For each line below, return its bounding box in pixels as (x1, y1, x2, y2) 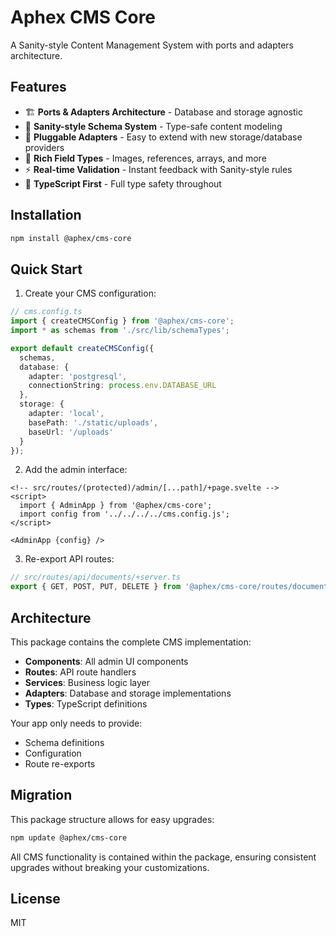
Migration (10, 787, 73, 804)
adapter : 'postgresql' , (28, 371, 128, 381)
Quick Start (10, 261, 83, 278)
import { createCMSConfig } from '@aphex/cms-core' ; (10, 316, 235, 326)
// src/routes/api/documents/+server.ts (10, 572, 182, 583)
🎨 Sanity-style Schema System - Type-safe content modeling (24, 120, 283, 132)
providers (24, 141, 65, 153)
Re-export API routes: (24, 553, 115, 565)
